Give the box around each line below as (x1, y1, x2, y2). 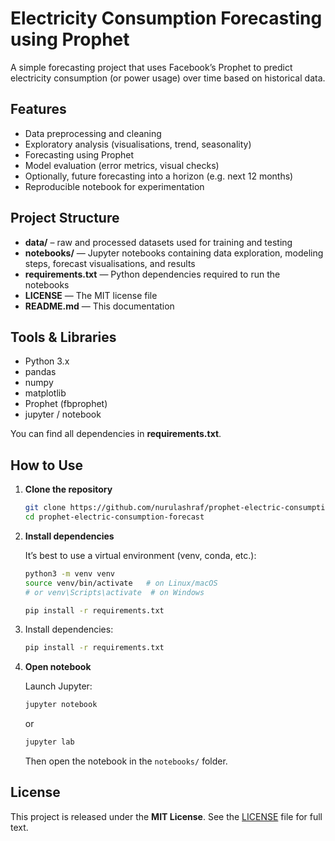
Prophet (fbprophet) (24, 398, 108, 410)
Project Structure (10, 210, 120, 227)
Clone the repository (24, 483, 113, 496)
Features (10, 101, 67, 118)
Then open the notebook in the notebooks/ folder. (24, 755, 228, 767)
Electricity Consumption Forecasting (10, 7, 323, 30)
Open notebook (24, 661, 92, 673)
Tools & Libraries (10, 328, 117, 346)
